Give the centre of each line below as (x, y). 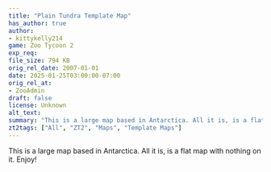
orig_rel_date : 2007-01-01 (54, 68)
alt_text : (25, 113)
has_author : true (38, 23)
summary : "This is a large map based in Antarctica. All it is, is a (128, 121)
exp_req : (23, 53)
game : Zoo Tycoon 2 (41, 46)
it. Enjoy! (23, 159)
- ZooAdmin (27, 90)
